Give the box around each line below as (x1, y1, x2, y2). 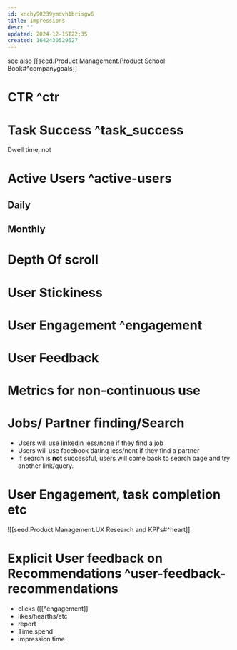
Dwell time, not (7, 146, 51, 154)
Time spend (17, 626, 54, 636)
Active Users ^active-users (7, 171, 172, 186)
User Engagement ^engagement (7, 317, 203, 333)
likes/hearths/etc (17, 611, 68, 620)
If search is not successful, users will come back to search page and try (17, 454, 231, 463)
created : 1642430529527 (7, 37, 79, 44)
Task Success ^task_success (7, 122, 184, 138)
